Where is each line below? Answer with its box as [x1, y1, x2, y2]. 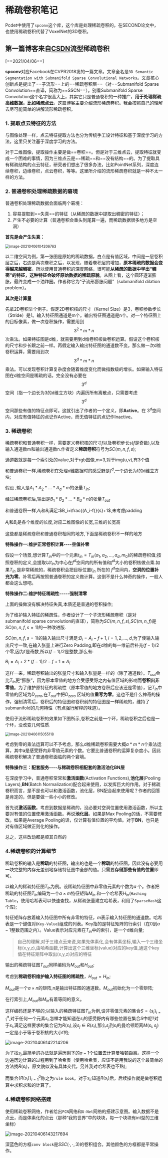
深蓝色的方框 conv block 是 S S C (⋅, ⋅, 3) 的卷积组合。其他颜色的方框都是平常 [5, 1141, 154, 1147]
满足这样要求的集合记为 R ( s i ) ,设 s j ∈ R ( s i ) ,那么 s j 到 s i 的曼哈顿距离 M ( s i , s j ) [14, 1022, 159, 1030]
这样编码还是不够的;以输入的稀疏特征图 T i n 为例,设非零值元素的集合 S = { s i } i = [5, 1008, 161, 1015]
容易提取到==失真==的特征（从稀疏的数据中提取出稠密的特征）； [12, 211, 145, 217]
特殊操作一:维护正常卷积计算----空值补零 [5, 541, 89, 547]
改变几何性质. [22, 722, 51, 728]
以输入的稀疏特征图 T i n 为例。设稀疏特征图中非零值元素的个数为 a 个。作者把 [5, 883, 160, 890]
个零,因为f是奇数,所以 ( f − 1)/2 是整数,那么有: [5, 649, 94, 655]
